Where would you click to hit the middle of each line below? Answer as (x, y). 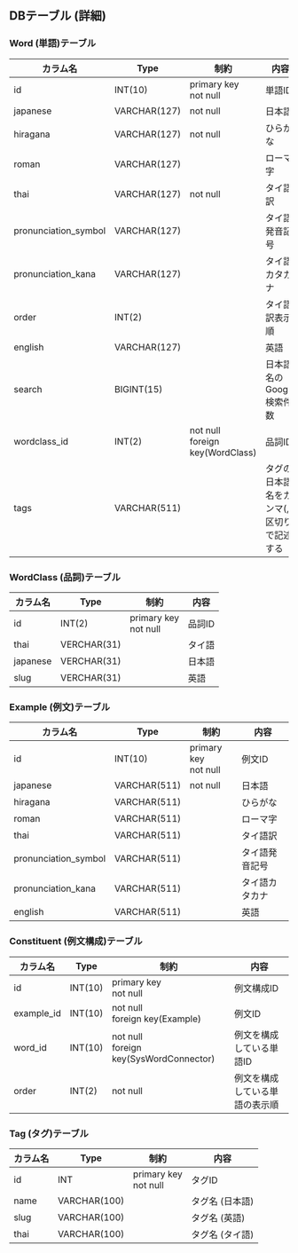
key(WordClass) (223, 453)
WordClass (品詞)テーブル (65, 577)
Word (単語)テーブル (53, 43)
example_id (38, 1013)
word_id (30, 1047)
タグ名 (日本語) (223, 1201)
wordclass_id (41, 441)
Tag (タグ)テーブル (49, 1133)
